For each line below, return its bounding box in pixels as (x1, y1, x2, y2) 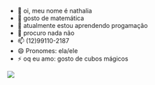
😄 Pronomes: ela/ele (17, 47, 78, 55)
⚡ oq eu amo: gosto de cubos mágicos (17, 54, 128, 63)
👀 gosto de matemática (17, 14, 84, 22)
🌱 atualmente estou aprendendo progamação (17, 22, 148, 29)
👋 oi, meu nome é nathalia (17, 7, 92, 15)
